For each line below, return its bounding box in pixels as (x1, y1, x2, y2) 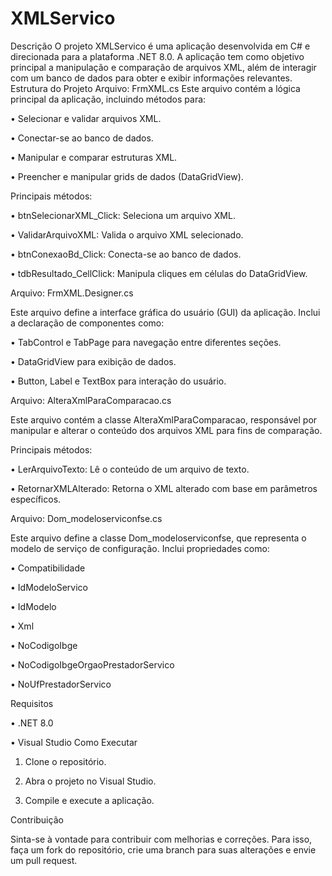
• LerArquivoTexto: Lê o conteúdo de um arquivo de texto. (10, 463, 250, 475)
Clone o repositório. (24, 755, 107, 767)
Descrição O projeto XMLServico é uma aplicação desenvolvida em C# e (10, 40, 311, 52)
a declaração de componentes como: (10, 317, 165, 329)
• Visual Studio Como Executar (10, 736, 138, 748)
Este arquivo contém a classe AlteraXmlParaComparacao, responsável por (10, 413, 318, 426)
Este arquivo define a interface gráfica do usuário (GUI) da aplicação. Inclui (10, 306, 321, 318)
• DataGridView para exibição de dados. (10, 355, 177, 367)
